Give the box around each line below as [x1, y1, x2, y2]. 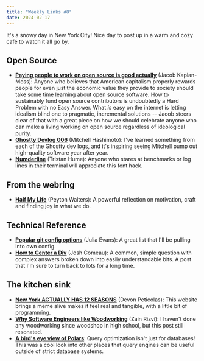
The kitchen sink [6, 279, 71, 290]
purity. [15, 130, 32, 137]
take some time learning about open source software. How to [15, 91, 169, 98]
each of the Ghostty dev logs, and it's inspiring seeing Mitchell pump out [15, 142, 198, 150]
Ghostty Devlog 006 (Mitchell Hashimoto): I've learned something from [15, 136, 195, 144]
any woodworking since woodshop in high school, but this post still [15, 321, 184, 329]
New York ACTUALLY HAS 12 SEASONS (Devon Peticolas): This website [15, 296, 198, 303]
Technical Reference [6, 220, 86, 230]
